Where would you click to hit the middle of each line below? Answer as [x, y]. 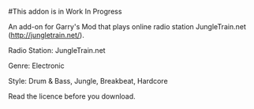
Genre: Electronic [36, 66]
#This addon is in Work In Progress [65, 11]
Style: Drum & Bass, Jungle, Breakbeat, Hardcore [88, 81]
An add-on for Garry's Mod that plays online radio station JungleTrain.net [127, 26]
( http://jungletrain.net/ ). [46, 35]
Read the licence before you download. [72, 96]
